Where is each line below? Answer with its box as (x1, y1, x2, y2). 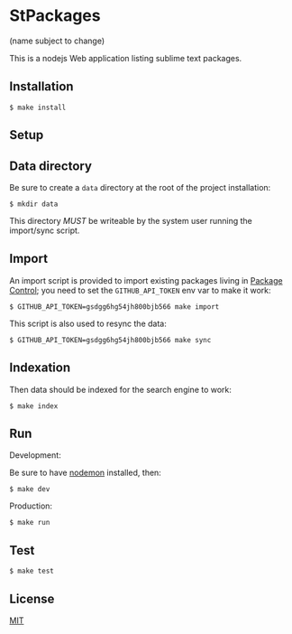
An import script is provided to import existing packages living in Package (9, 275, 283, 285)
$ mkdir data (9, 200, 59, 209)
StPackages (9, 5, 101, 26)
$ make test (9, 566, 54, 576)
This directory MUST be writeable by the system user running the (9, 215, 252, 226)
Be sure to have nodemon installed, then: (9, 467, 162, 479)
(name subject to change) (9, 35, 105, 46)
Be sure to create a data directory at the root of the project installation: (9, 182, 271, 192)
